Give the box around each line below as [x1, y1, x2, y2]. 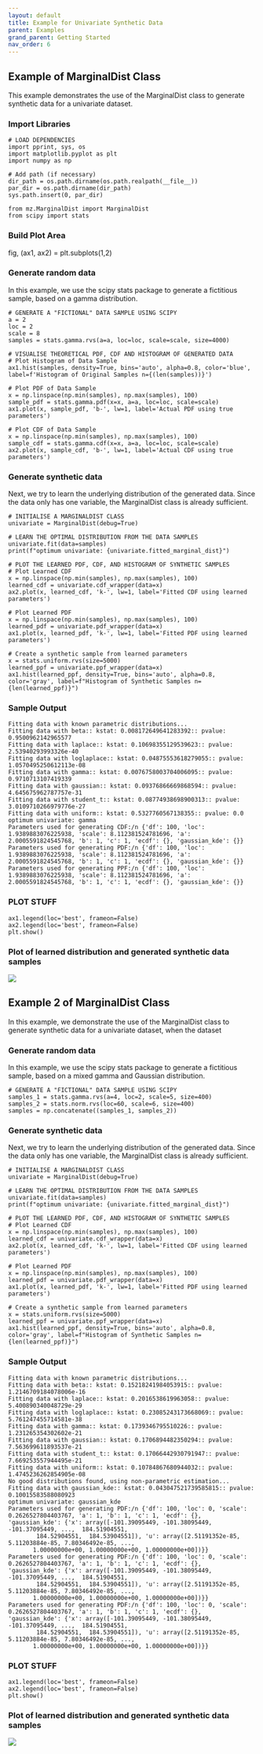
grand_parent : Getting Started [8, 33, 111, 42]
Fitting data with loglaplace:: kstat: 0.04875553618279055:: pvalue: [8, 755, 244, 762]
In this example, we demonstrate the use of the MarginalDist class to [8, 1017, 230, 1026]
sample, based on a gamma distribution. [8, 294, 138, 303]
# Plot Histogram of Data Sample [8, 356, 118, 365]
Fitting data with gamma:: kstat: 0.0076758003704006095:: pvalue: [8, 769, 234, 777]
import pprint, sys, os [8, 143, 86, 152]
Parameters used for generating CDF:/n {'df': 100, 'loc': [8, 824, 206, 831]
